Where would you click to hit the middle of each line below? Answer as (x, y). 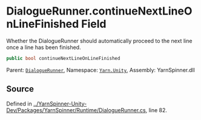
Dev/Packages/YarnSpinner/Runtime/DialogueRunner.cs (76, 110)
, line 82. (157, 110)
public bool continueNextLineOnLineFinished (63, 58)
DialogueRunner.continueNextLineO (99, 11)
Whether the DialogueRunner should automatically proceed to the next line (99, 41)
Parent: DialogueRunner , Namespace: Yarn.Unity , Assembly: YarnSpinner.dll (100, 70)
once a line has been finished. (44, 47)
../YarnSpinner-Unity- (60, 104)
